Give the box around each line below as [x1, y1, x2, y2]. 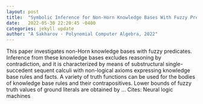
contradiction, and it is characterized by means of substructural [6, 61, 164, 68]
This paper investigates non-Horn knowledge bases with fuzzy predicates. [6, 47, 192, 55]
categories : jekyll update [6, 25, 74, 32]
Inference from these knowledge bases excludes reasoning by [6, 54, 162, 61]
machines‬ [6, 93, 31, 100]
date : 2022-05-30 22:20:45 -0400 [6, 20, 96, 26]
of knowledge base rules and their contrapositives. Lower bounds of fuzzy [6, 79, 192, 87]
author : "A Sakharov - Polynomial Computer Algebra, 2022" [6, 31, 158, 37]
